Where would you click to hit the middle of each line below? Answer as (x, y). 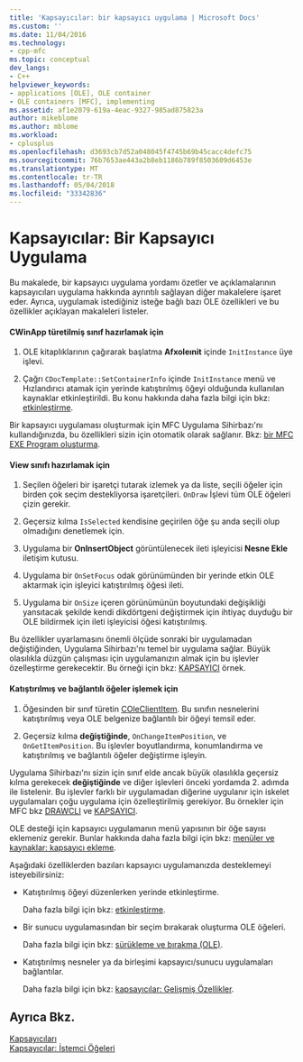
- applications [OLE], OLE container (80, 93)
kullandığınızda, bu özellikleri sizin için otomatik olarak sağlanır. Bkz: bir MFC (151, 435)
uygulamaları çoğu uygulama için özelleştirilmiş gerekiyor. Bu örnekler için (147, 801)
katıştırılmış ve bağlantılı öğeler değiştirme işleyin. (115, 755)
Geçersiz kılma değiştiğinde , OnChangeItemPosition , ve (124, 736)
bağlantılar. (43, 971)
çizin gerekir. (46, 504)
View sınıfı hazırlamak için (60, 464)
